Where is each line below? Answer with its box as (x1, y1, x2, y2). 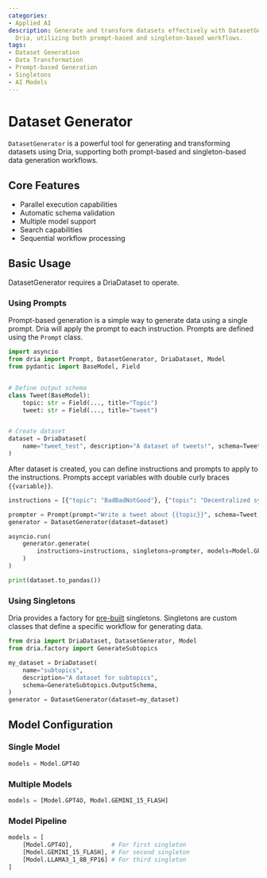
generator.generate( (22, 540, 91, 548)
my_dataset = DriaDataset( (8, 658, 98, 666)
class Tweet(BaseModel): (8, 391, 91, 399)
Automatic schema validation (19, 208, 115, 218)
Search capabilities (19, 225, 83, 235)
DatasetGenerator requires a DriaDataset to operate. (8, 278, 180, 287)
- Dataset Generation (8, 49, 80, 56)
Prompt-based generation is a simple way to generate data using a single (8, 316, 248, 325)
